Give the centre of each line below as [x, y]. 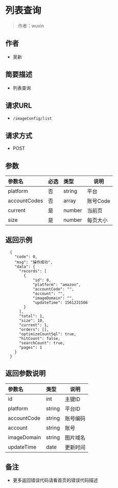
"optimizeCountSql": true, [48, 334]
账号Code [99, 201]
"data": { [25, 267]
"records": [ [33, 271]
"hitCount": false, [39, 338]
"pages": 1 [30, 347]
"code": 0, [26, 257]
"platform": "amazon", [57, 285]
